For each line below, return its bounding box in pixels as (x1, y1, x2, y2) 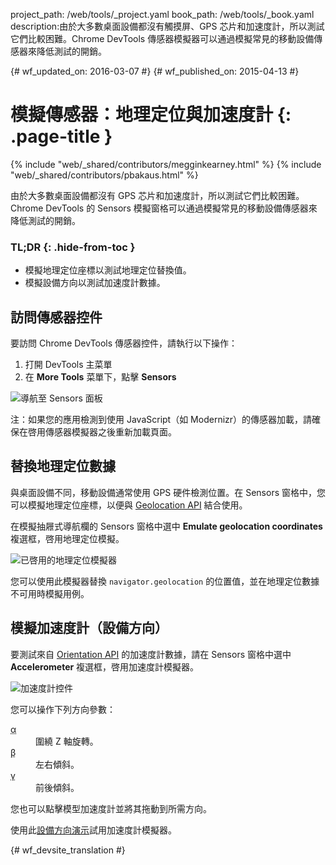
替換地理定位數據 (10, 458, 116, 475)
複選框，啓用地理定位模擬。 (10, 532, 125, 544)
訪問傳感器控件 (10, 309, 103, 326)
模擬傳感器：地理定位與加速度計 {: (10, 104, 292, 126)
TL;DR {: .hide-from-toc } (10, 240, 136, 254)
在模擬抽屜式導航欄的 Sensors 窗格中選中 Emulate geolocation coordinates (10, 520, 323, 532)
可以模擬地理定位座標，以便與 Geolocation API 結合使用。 (10, 499, 248, 511)
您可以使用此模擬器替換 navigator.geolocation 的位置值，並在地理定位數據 (10, 575, 320, 587)
